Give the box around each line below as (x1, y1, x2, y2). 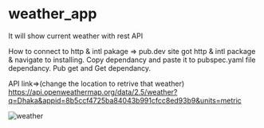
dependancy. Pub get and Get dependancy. (8, 63, 152, 72)
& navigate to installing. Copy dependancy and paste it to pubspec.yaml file (8, 55, 256, 64)
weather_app (8, 5, 97, 23)
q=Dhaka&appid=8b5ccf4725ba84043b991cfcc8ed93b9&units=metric (8, 95, 242, 105)
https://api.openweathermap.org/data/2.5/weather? (8, 87, 178, 96)
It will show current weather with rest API (8, 31, 144, 41)
